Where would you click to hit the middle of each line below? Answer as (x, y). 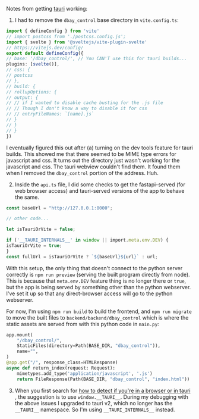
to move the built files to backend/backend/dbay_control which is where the (97, 317)
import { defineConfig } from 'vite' (53, 31)
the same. (27, 197)
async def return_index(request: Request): (61, 368)
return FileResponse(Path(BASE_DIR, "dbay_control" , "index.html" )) (103, 379)
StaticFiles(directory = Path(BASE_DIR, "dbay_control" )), (89, 346)
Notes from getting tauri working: (47, 9)
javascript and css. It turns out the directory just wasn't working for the (93, 160)
